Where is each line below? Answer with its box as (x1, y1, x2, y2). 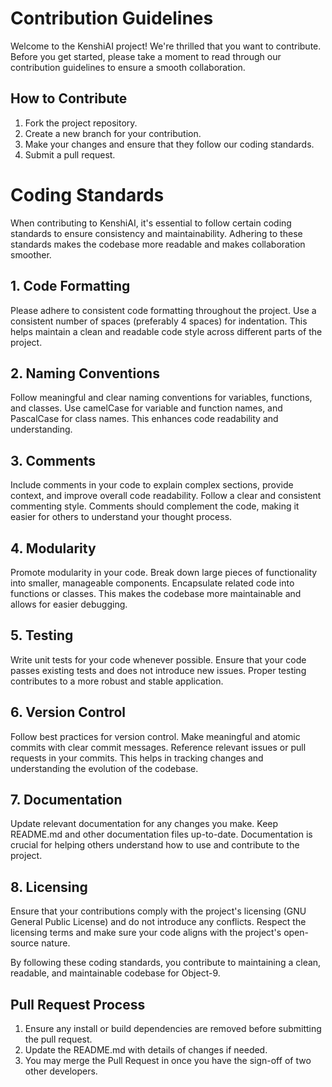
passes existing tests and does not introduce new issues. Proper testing (10, 664, 307, 676)
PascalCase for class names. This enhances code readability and (10, 413, 279, 425)
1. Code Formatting (10, 278, 131, 295)
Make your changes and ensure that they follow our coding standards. (24, 138, 315, 150)
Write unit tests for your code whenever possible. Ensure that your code (10, 653, 307, 666)
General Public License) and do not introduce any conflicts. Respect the (10, 916, 307, 928)
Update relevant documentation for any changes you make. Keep (10, 818, 279, 830)
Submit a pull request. (24, 148, 116, 161)
